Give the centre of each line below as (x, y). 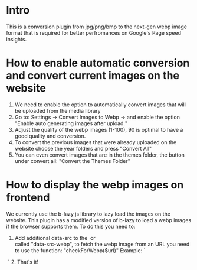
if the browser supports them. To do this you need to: (71, 226)
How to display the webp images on (95, 185)
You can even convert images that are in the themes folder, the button (99, 155)
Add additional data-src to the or (55, 238)
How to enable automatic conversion (98, 63)
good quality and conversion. (50, 136)
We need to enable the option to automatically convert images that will (100, 105)
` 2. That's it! (23, 262)
